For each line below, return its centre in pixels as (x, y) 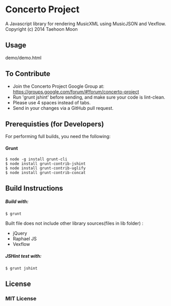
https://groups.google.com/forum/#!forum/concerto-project (76, 91)
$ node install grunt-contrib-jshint (46, 164)
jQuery (20, 233)
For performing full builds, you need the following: (58, 137)
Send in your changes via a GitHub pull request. (63, 108)
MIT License (21, 299)
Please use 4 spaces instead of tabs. (52, 102)
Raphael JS (25, 238)
